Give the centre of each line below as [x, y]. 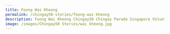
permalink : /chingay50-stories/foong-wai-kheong [57, 14]
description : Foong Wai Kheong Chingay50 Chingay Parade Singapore [78, 19]
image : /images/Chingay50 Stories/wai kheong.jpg [59, 24]
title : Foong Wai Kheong [31, 10]
